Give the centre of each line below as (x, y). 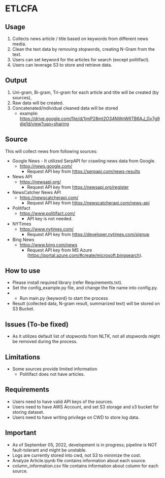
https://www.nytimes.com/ (47, 229)
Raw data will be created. (38, 103)
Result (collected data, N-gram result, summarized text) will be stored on (86, 304)
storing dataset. (28, 412)
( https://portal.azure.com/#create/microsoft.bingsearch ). (85, 255)
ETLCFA (22, 9)
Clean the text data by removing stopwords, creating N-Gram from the (83, 49)
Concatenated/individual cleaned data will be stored (65, 108)
